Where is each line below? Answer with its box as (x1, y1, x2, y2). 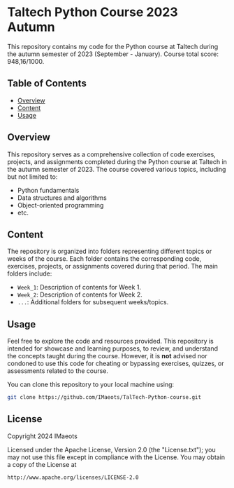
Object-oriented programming (17, 201, 104, 209)
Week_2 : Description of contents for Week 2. (17, 290, 143, 299)
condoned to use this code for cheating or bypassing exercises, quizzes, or (7, 359, 225, 368)
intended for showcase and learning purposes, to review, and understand (7, 344, 219, 353)
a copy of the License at (7, 460, 77, 468)
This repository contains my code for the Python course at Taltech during (7, 42, 219, 50)
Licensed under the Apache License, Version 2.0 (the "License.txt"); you (7, 445, 216, 454)
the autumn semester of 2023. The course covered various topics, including (7, 165, 226, 173)
